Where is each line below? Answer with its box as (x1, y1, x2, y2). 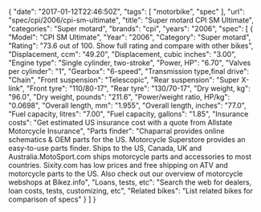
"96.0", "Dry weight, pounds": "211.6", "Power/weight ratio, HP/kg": (8, 92, 230, 101)
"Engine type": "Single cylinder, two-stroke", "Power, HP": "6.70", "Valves (8, 58, 251, 67)
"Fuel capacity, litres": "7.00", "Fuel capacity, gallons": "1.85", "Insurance (8, 109, 249, 119)
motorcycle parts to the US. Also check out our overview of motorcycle (8, 169, 243, 178)
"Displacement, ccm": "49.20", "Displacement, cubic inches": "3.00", (8, 50, 237, 59)
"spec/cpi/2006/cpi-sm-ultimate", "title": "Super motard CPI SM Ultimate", (8, 15, 255, 25)
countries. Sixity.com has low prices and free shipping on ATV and (8, 161, 229, 169)
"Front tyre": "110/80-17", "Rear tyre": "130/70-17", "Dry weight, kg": (27, 84, 251, 93)
